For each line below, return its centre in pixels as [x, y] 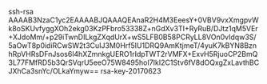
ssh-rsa [21, 12]
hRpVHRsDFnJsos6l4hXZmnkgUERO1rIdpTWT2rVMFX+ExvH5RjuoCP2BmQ [133, 54]
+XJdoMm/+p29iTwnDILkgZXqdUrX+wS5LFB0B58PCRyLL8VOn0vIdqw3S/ [133, 37]
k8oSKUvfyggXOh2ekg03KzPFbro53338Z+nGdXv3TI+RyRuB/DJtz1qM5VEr [133, 28]
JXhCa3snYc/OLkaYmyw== [54, 71]
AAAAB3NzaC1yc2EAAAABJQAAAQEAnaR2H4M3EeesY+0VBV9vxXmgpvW [133, 20]
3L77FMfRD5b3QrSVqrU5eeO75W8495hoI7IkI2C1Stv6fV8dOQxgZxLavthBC [134, 62]
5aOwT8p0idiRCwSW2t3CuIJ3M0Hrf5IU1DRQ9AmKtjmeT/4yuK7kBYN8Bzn [133, 46]
